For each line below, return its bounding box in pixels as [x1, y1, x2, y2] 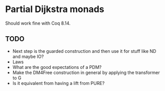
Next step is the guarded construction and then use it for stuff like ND [12, 48, 156, 54]
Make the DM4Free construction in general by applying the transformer [12, 69, 160, 75]
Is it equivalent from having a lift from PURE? [12, 80, 105, 86]
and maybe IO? [12, 53, 44, 59]
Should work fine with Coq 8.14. [5, 20, 71, 26]
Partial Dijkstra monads [5, 4, 104, 15]
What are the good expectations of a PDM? [12, 64, 102, 70]
